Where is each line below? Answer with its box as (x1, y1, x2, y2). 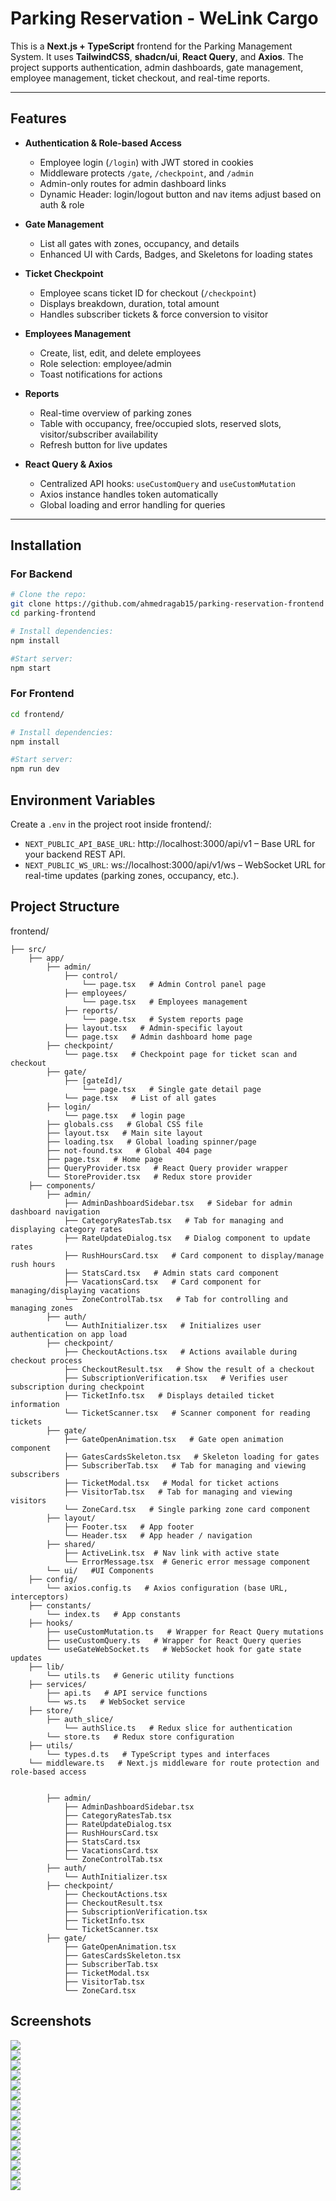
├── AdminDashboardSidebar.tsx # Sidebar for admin (63, 1198, 293, 1208)
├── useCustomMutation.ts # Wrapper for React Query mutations (46, 1627, 325, 1637)
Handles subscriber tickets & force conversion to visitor (39, 308, 269, 320)
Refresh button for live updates (39, 438, 168, 451)
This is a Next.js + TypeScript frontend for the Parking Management (10, 40, 293, 52)
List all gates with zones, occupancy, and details (39, 237, 240, 249)
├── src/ (10, 944, 47, 954)
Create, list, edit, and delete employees (39, 347, 202, 359)
